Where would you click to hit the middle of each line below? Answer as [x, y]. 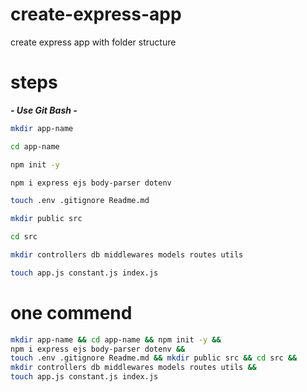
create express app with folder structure [93, 42]
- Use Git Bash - [44, 110]
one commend [71, 312]
